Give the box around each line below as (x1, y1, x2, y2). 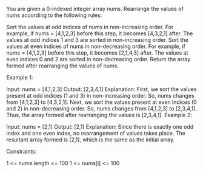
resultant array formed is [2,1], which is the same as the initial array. (6, 136, 175, 143)
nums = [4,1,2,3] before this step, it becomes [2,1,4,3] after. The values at (6, 49, 188, 56)
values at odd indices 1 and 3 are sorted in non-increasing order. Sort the (6, 36, 189, 43)
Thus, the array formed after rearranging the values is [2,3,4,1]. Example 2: (6, 112, 192, 118)
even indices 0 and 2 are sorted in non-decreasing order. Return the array (6, 56, 191, 63)
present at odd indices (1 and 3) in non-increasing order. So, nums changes (6, 92, 195, 99)
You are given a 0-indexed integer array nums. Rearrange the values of (6, 5, 184, 12)
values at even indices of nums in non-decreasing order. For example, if (6, 42, 186, 50)
